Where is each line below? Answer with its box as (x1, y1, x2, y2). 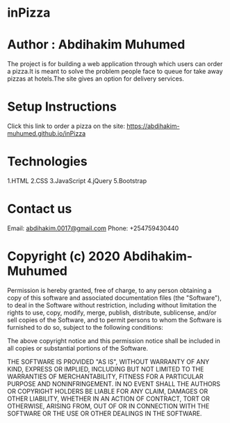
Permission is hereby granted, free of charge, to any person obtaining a (7, 286, 212, 294)
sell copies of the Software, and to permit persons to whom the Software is (7, 315, 222, 324)
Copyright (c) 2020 (7, 248, 120, 264)
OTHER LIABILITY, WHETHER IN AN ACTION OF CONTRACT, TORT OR (7, 394, 210, 403)
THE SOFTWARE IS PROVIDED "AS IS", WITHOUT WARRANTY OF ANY (7, 357, 210, 366)
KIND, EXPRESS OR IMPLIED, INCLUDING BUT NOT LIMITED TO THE (7, 365, 204, 373)
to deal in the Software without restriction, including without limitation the (7, 301, 217, 309)
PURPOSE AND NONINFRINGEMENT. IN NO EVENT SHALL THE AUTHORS (7, 379, 221, 388)
